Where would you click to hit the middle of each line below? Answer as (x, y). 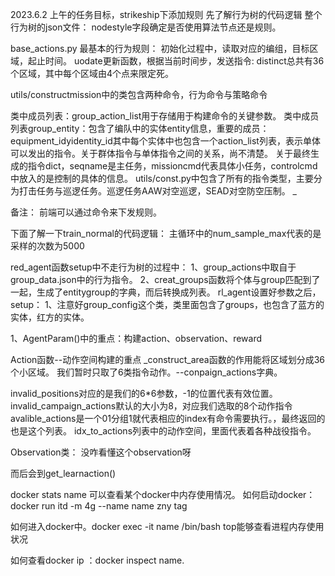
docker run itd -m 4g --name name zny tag (99, 506)
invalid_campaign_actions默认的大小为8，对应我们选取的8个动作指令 (151, 406)
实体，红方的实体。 (50, 317)
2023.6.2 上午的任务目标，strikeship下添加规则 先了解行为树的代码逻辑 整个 (166, 14)
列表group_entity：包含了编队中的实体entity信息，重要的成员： (140, 128)
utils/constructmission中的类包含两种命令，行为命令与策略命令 (139, 94)
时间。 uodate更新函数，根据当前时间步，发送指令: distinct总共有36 (184, 61)
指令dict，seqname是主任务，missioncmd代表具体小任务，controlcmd (172, 166)
